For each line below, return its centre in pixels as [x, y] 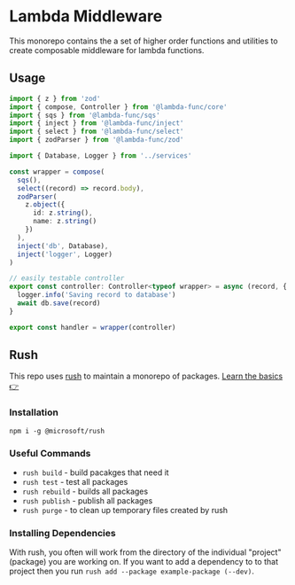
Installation [34, 412]
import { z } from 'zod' [55, 98]
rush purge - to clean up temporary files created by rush [125, 511]
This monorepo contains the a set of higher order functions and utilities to [144, 41]
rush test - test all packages [75, 482]
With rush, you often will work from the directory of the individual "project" [145, 552]
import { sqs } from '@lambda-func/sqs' [85, 115]
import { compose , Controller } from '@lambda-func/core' [118, 107]
